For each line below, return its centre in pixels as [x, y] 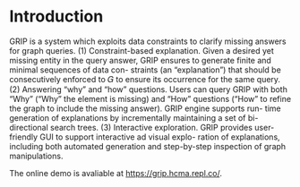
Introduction [56, 17]
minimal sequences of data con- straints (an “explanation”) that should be [146, 70]
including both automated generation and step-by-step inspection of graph [148, 146]
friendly [24, 137]
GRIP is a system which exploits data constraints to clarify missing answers [148, 41]
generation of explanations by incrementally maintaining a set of [128, 117]
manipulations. [36, 156]
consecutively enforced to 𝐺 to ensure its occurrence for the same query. [145, 79]
